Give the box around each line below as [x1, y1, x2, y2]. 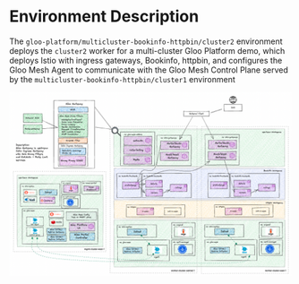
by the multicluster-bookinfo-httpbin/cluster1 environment [9, 73, 235, 84]
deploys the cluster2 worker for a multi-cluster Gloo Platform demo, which [9, 45, 286, 56]
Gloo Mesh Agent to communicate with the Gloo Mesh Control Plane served [9, 65, 289, 75]
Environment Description [9, 6, 200, 27]
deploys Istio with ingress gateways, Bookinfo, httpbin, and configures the [9, 55, 283, 65]
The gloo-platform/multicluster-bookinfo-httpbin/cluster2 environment [9, 36, 284, 47]
